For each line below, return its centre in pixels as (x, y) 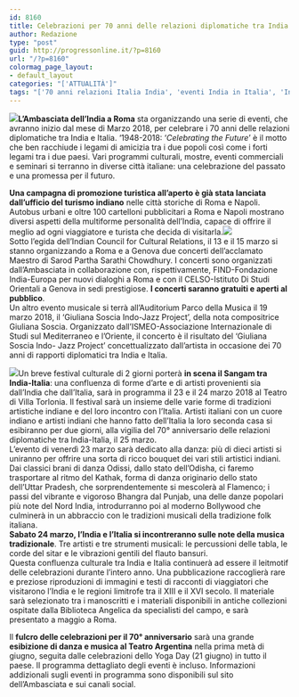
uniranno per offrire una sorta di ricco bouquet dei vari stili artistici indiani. (145, 458)
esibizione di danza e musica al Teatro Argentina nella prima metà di (137, 646)
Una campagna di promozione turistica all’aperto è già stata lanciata (138, 193)
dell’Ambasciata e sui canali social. (73, 684)
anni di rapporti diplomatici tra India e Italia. (89, 355)
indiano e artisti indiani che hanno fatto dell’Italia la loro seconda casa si (141, 421)
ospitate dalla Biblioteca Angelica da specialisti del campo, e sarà (129, 610)
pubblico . (27, 298)
